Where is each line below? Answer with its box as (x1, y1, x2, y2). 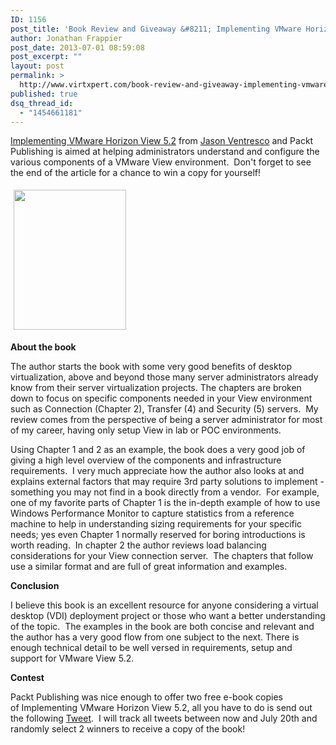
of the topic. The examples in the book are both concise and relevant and (10, 621, 315, 633)
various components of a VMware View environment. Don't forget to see (10, 156, 312, 168)
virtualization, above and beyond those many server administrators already (10, 371, 319, 383)
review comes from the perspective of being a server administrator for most (10, 414, 323, 426)
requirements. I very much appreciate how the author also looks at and (10, 465, 305, 477)
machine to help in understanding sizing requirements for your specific (10, 518, 303, 530)
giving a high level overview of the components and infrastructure (10, 454, 282, 466)
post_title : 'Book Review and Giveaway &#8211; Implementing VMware (10, 24, 302, 34)
